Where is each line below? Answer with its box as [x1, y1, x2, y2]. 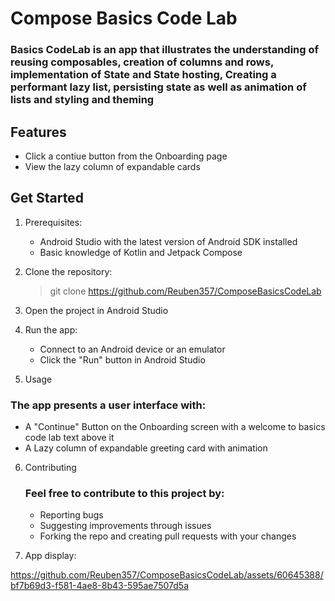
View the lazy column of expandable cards [24, 160, 201, 172]
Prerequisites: [24, 216, 83, 228]
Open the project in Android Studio [24, 304, 169, 316]
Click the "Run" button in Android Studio [39, 353, 206, 366]
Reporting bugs [39, 509, 104, 521]
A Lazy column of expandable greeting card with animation [24, 442, 268, 454]
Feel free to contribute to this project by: [24, 486, 225, 500]
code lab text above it [24, 432, 115, 444]
